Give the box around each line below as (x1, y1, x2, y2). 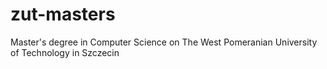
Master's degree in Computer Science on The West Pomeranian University (10, 36, 318, 48)
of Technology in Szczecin (10, 46, 120, 58)
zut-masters (10, 3, 116, 26)
